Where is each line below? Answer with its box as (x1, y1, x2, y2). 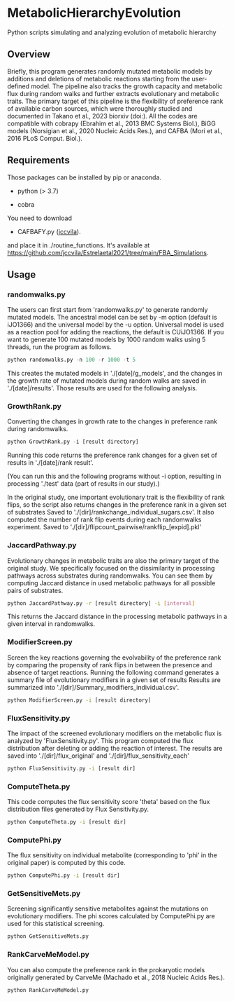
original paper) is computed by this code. (7, 859, 126, 867)
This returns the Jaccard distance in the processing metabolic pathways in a (7, 612, 228, 621)
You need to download (7, 214, 72, 222)
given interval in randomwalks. (7, 620, 96, 628)
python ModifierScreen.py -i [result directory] (7, 696, 152, 704)
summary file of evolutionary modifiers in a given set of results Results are (7, 675, 221, 684)
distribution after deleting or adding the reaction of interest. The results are (7, 744, 223, 752)
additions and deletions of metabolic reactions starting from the (7, 74, 191, 83)
